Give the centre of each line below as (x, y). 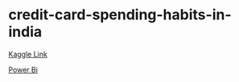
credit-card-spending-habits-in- (120, 15)
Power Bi (23, 69)
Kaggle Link (28, 54)
